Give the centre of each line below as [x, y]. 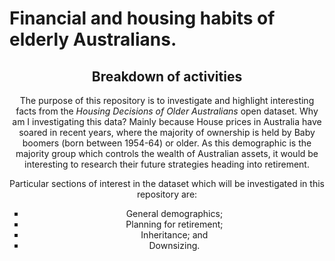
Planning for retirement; [174, 224]
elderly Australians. [93, 39]
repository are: [167, 194]
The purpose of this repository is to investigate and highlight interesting [167, 100]
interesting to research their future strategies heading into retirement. [167, 164]
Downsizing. [174, 245]
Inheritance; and [174, 235]
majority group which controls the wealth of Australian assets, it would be [167, 153]
